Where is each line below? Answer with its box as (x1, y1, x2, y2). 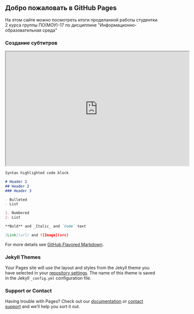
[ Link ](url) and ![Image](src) (5, 232, 69, 237)
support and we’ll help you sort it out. (5, 304, 80, 310)
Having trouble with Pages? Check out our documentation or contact (5, 298, 143, 304)
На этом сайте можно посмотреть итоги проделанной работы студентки (5, 17, 158, 22)
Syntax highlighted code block (5, 170, 69, 175)
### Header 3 (5, 188, 32, 193)
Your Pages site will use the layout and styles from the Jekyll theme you (5, 265, 150, 271)
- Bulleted (5, 197, 27, 202)
